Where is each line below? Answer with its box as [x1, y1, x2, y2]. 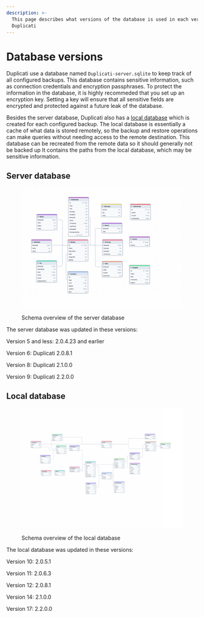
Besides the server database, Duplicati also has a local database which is [6, 114, 190, 121]
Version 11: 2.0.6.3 [6, 570, 52, 577]
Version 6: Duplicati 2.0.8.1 [6, 349, 73, 357]
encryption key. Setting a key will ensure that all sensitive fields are [6, 96, 174, 103]
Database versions [6, 49, 103, 63]
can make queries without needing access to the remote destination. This [6, 134, 190, 141]
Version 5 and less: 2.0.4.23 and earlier [6, 338, 104, 345]
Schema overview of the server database [21, 314, 124, 321]
